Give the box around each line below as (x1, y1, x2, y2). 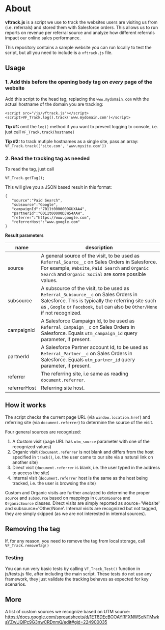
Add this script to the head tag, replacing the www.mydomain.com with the (5, 96, 149, 102)
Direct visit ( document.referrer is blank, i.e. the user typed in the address (12, 464, 160, 470)
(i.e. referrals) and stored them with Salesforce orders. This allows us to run (5, 24, 158, 30)
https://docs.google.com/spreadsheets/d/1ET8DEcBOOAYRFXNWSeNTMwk (5, 614, 160, 620)
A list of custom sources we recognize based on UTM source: (5, 608, 130, 614)
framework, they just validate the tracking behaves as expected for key (5, 576, 149, 582)
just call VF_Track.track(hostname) (5, 129, 75, 135)
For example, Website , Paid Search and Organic (41, 264, 149, 271)
